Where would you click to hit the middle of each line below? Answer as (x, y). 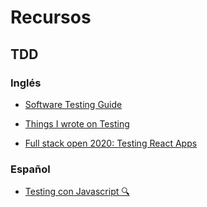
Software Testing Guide (73, 104)
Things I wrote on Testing (77, 123)
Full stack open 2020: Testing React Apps (111, 143)
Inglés (26, 83)
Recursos (51, 17)
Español (30, 169)
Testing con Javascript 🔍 (77, 192)
